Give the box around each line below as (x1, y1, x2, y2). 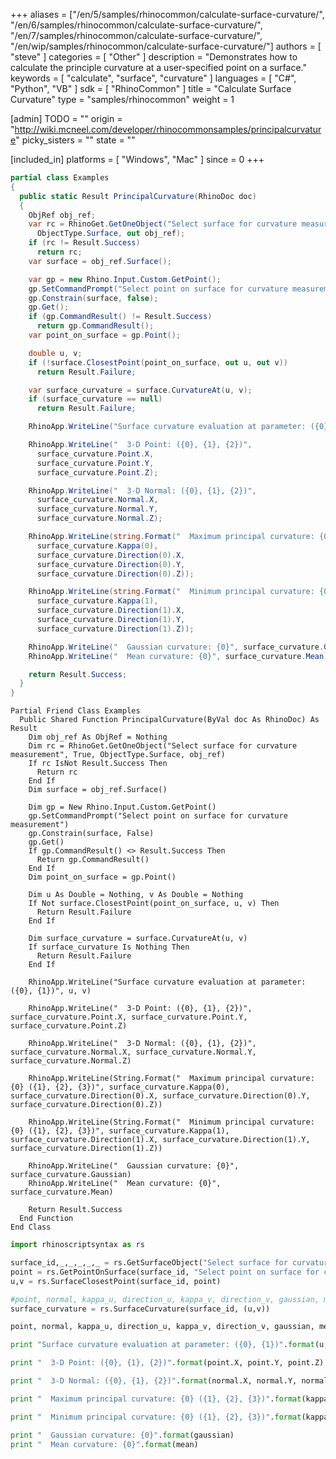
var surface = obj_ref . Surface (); (28, 256, 172, 266)
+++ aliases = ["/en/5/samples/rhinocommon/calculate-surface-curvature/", (10, 9, 325, 20)
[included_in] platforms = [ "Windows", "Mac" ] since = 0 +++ (10, 154, 265, 165)
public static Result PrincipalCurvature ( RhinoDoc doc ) (19, 191, 257, 201)
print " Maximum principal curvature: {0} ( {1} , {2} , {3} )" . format (10, 1394, 302, 1404)
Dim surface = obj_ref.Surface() (28, 785, 168, 795)
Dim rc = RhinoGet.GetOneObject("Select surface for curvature (28, 741, 298, 751)
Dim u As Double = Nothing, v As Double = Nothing (28, 890, 244, 900)
